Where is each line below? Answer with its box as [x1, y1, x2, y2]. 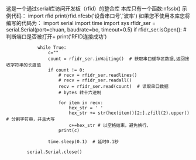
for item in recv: [58, 100, 104, 106]
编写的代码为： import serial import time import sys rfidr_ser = [6, 20, 156, 26]
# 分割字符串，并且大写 [6, 116, 56, 122]
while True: [37, 45, 67, 51]
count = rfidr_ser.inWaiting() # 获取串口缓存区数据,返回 [47, 56, 185, 62]
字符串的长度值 [10, 62, 42, 68]
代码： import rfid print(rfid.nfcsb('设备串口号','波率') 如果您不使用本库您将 [11, 12, 190, 19]
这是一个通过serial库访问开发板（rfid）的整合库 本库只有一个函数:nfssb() [6, 5, 181, 12]
